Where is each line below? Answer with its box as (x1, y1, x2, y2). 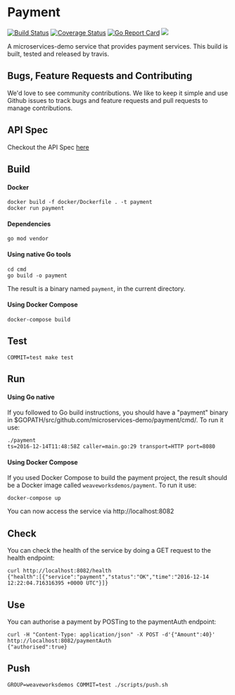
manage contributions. (7, 104, 72, 112)
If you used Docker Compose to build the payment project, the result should (7, 474, 227, 482)
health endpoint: (7, 554, 55, 562)
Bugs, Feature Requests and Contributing (7, 70, 193, 82)
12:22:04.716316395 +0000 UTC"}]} (7, 579, 109, 587)
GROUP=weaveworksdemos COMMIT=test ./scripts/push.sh (7, 681, 169, 688)
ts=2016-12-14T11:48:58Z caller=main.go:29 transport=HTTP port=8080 (7, 443, 216, 450)
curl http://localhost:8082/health (7, 567, 112, 574)
